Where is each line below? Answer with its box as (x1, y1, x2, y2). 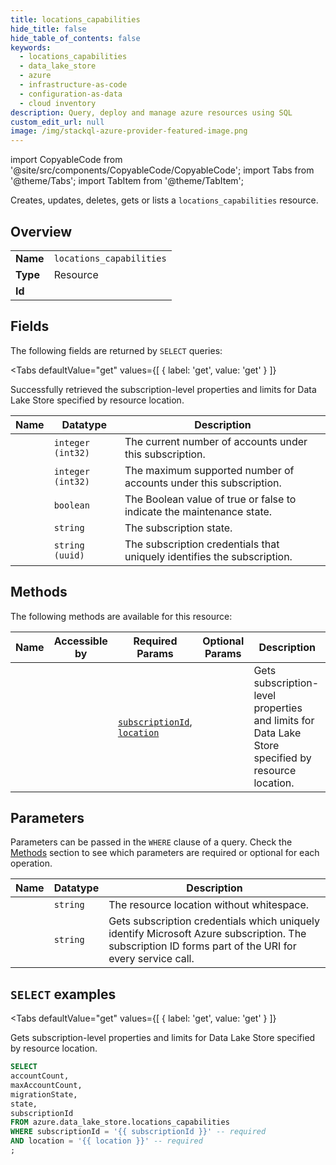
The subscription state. (124, 521, 233, 535)
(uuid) (53, 549, 85, 561)
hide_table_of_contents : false (10, 33, 141, 43)
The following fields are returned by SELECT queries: (10, 344, 223, 356)
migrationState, (10, 1089, 78, 1100)
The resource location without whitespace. (108, 898, 310, 912)
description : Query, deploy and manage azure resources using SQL (10, 107, 293, 118)
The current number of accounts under (124, 434, 308, 448)
